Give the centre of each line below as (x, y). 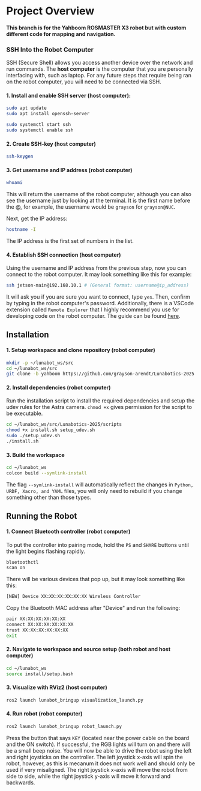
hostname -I (21, 230)
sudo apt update (26, 108)
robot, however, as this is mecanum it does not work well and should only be (101, 763)
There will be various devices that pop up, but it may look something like (96, 579)
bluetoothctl (22, 562)
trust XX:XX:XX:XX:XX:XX (37, 630)
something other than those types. (49, 497)
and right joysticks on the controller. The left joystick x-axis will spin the (94, 757)
